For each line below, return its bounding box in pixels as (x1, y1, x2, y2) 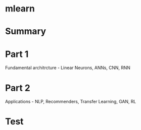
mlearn (5, 3, 35, 14)
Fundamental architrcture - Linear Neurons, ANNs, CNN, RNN (5, 65, 131, 71)
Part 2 (5, 82, 31, 93)
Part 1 (5, 48, 29, 60)
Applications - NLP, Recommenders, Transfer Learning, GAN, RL (5, 99, 136, 105)
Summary (5, 26, 46, 37)
